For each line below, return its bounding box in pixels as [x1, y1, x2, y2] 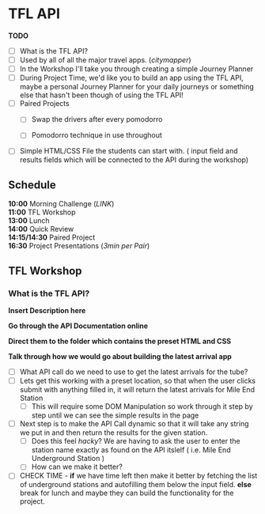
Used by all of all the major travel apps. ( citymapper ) [19, 55, 191, 64]
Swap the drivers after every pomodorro [31, 115, 163, 124]
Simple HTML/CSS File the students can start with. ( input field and [19, 146, 238, 156]
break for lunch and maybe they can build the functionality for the [19, 488, 234, 498]
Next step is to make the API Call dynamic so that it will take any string [19, 419, 249, 429]
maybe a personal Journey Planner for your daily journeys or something [19, 82, 255, 92]
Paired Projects [19, 99, 70, 108]
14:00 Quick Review [8, 225, 74, 234]
